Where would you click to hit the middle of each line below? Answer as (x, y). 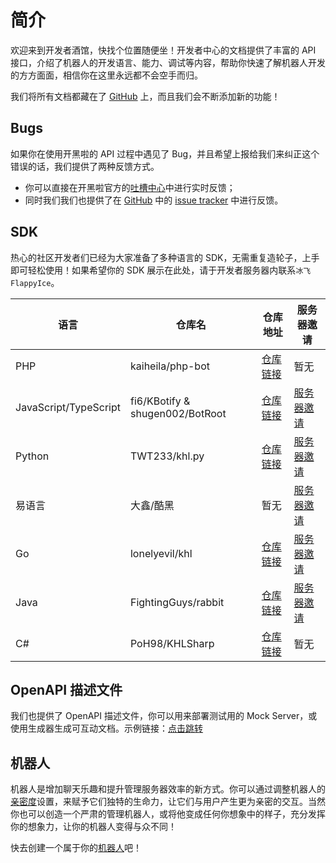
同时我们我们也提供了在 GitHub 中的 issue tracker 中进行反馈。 (154, 200)
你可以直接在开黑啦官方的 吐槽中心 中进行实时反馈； (130, 187)
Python (32, 456)
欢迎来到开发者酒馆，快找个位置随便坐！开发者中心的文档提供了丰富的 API (163, 50)
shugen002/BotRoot (178, 413)
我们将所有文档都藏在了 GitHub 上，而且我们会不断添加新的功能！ (145, 96)
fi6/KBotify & (160, 401)
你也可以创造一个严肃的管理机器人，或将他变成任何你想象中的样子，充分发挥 (168, 814)
